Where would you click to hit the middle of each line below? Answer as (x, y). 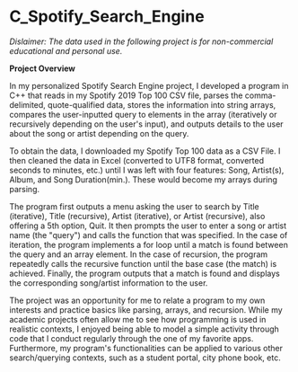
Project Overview (43, 68)
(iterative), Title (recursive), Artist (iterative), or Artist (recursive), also (137, 216)
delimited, (28, 104)
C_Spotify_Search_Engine (107, 17)
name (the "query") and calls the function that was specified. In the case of (149, 235)
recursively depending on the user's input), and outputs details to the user (147, 124)
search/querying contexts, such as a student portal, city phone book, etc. (145, 358)
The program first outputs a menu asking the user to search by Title (135, 206)
